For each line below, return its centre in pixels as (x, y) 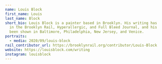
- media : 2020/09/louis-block (40, 41)
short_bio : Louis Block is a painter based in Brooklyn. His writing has (81, 23)
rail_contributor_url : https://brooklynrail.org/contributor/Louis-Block (81, 45)
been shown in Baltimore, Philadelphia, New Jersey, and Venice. (77, 32)
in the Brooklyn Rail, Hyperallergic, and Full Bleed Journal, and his (83, 27)
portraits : (16, 37)
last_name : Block (23, 18)
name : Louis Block (24, 9)
